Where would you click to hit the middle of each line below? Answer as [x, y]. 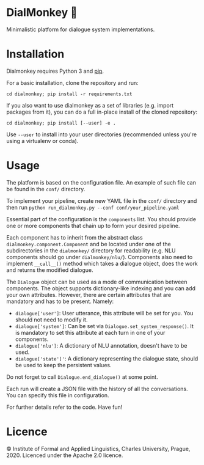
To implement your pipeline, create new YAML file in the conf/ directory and [102, 200]
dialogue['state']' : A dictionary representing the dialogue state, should [107, 358]
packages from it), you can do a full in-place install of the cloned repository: [102, 112]
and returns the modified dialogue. [50, 270]
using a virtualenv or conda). [42, 141]
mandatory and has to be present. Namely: [60, 301]
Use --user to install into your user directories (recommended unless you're [102, 134]
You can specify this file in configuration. [58, 395]
